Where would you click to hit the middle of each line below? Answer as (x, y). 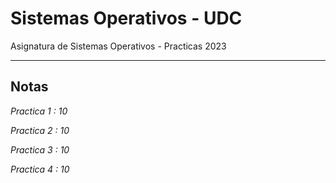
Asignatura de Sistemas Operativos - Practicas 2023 (118, 46)
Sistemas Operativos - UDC (126, 18)
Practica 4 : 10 (40, 169)
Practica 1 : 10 (39, 111)
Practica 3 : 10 (40, 149)
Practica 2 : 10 (40, 130)
